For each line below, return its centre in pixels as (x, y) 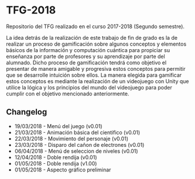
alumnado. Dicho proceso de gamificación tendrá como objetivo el (86, 63)
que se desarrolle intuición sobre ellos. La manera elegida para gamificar (94, 75)
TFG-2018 (31, 10)
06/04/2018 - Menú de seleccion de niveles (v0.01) (76, 151)
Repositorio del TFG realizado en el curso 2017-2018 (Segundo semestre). (95, 26)
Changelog (27, 112)
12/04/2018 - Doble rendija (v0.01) (56, 157)
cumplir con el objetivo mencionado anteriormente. (68, 94)
